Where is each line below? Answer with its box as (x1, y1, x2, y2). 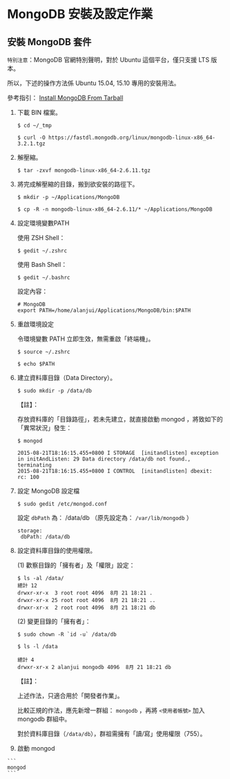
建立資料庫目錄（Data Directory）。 (17, 374, 117, 382)
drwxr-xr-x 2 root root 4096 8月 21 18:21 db (17, 604, 156, 611)
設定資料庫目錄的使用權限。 (17, 547, 97, 554)
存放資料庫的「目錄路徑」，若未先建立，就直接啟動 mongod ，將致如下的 (17, 415, 223, 423)
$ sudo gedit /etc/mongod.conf (17, 500, 108, 507)
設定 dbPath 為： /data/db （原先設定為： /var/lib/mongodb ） (17, 514, 193, 522)
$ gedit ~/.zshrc (17, 247, 68, 254)
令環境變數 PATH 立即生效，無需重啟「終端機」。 (17, 335, 155, 343)
